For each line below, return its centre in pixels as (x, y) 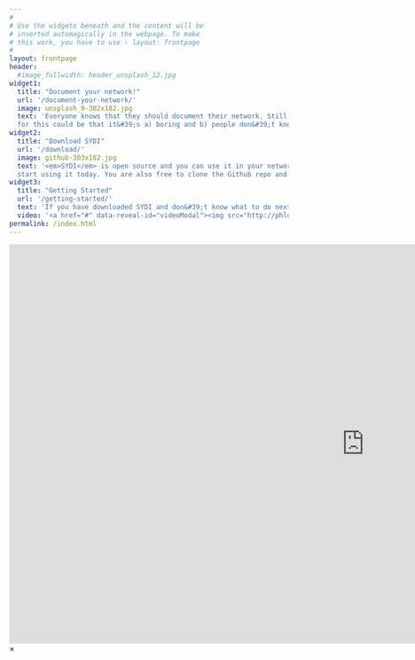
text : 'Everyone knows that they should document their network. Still (153, 116)
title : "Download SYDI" (61, 141)
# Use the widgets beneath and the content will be (106, 26)
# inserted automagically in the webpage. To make (105, 34)
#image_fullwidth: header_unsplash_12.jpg (97, 75)
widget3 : (25, 183)
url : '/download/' (51, 149)
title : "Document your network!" (79, 91)
